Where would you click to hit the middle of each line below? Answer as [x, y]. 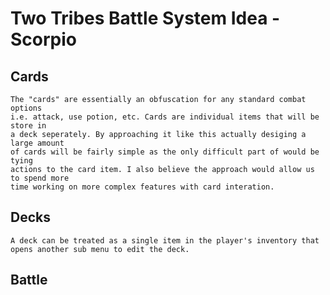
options [26, 108]
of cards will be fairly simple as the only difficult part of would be [165, 152]
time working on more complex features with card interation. [142, 187]
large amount [37, 143]
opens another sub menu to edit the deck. [100, 249]
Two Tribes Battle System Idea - [145, 18]
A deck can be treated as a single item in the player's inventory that [165, 240]
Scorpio [43, 39]
